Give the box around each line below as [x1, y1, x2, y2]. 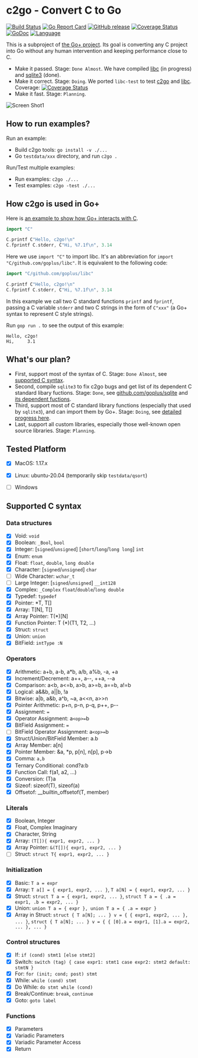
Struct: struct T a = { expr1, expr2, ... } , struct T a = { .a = [14, 893, 176, 900]
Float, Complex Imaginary [14, 824, 78, 831]
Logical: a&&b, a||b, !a [14, 688, 69, 695]
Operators [6, 654, 37, 663]
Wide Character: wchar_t [14, 573, 75, 580]
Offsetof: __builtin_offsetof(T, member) [14, 788, 109, 795]
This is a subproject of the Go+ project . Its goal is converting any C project [6, 41, 188, 48]
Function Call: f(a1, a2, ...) [14, 768, 77, 775]
